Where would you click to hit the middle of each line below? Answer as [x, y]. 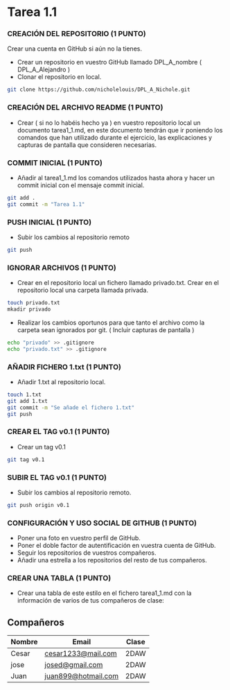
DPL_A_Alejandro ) [44, 69]
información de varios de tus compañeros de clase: [90, 601]
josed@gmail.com [74, 665]
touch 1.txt [24, 395]
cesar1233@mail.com [81, 654]
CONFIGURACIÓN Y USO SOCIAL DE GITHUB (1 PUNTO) [102, 523]
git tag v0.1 [26, 459]
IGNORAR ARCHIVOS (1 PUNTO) [62, 268]
